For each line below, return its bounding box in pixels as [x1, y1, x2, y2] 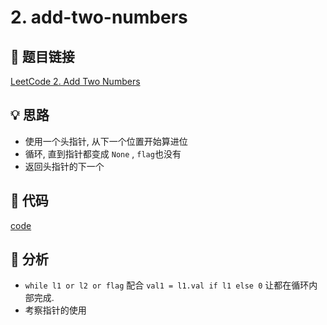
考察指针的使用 [24, 304, 87, 316]
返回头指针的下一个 [24, 160, 105, 172]
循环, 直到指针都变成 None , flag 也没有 [24, 147, 182, 160]
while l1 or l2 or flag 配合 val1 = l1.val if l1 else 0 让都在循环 [24, 279, 310, 291]
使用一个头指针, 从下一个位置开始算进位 [24, 135, 188, 147]
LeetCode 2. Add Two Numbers [10, 76, 141, 87]
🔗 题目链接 [10, 48, 75, 65]
